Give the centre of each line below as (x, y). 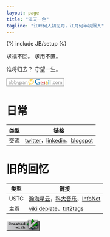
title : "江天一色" (28, 19)
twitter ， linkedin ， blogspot (59, 141)
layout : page (23, 13)
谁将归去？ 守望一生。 (34, 69)
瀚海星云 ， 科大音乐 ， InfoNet (65, 199)
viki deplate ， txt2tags (56, 208)
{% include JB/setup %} (36, 44)
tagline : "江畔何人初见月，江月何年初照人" (55, 26)
